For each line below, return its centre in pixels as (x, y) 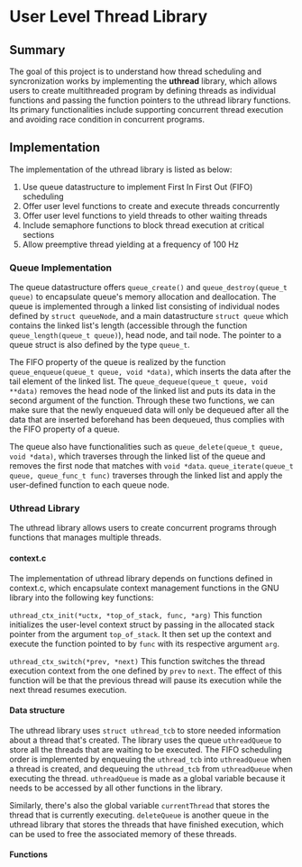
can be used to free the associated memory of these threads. (123, 834)
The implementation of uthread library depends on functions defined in (141, 578)
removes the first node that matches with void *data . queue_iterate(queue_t (151, 466)
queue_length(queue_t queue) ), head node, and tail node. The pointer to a (146, 335)
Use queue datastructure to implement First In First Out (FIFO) (137, 187)
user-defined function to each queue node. (89, 485)
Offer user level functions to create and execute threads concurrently (151, 205)
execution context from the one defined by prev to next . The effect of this (146, 671)
